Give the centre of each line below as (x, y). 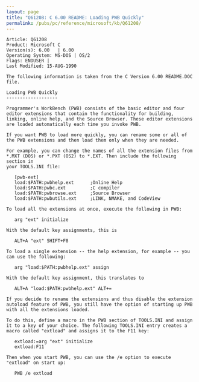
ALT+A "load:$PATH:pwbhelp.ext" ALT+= (63, 289)
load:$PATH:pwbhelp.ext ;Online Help (68, 183)
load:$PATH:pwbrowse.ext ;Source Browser (72, 193)
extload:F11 (29, 347)
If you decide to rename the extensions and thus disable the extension (99, 299)
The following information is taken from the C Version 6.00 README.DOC (99, 77)
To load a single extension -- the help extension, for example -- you (98, 252)
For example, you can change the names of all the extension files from (99, 151)
